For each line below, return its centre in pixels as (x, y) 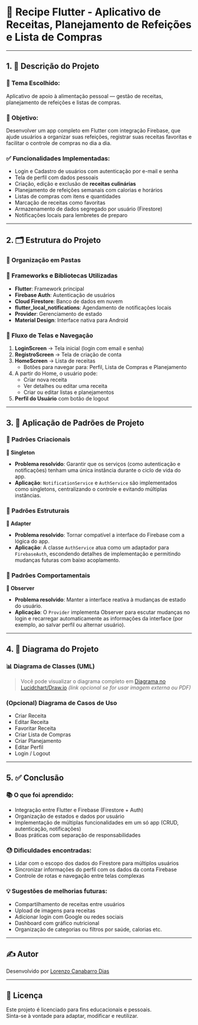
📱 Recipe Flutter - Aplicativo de (83, 12)
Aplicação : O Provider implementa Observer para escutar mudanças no (102, 612)
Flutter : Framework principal (49, 289)
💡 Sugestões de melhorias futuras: (57, 891)
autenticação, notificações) (48, 829)
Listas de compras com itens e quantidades (67, 196)
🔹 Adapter (19, 523)
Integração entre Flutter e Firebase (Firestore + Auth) (79, 810)
